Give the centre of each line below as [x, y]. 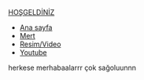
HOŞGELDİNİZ [31, 12]
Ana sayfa [36, 27]
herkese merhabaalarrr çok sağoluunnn [72, 67]
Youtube [33, 53]
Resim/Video [40, 44]
